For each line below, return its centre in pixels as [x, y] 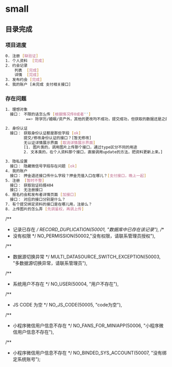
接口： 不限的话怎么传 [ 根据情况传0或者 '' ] [50, 114]
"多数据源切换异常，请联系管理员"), [50, 263]
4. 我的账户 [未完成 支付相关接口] [38, 85]
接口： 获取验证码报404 [32, 185]
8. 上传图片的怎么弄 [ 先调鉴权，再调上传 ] [45, 209]
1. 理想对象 [17, 110]
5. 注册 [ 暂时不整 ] [25, 180]
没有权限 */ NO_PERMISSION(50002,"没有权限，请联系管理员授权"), [84, 236]
